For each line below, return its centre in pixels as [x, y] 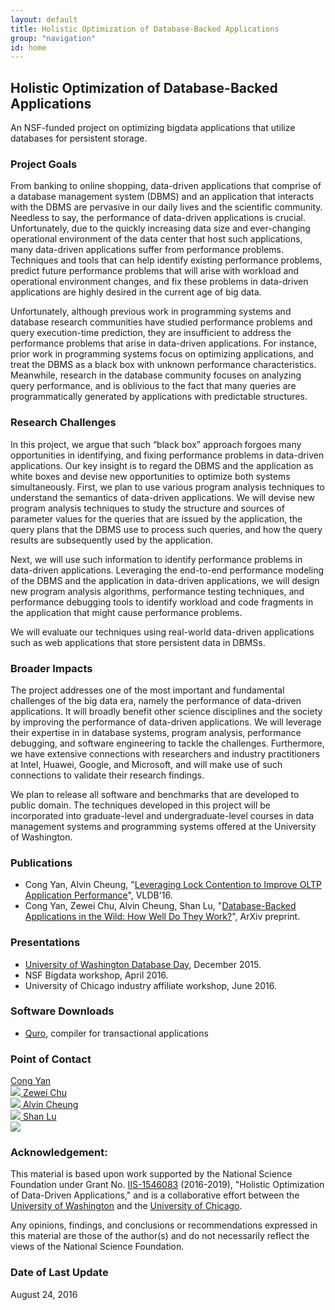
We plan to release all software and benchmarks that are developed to [155, 794]
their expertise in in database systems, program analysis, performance [156, 732]
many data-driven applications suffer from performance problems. [147, 250]
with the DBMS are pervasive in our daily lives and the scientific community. [166, 207]
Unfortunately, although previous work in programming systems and [151, 312]
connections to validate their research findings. [107, 775]
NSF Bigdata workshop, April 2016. [96, 975]
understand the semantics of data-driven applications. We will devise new [163, 497]
